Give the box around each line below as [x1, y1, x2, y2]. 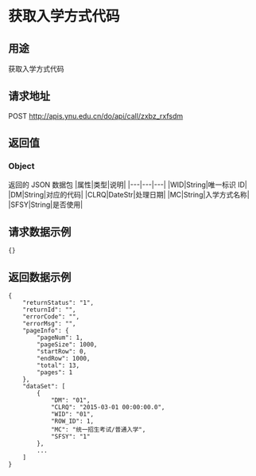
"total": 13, [37, 361, 80, 370]
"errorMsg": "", [22, 320, 77, 328]
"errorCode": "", [22, 313, 80, 321]
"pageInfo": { [22, 327, 69, 335]
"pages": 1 [37, 369, 73, 377]
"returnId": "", [22, 306, 77, 314]
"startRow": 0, [37, 348, 87, 356]
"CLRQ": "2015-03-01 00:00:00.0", [50, 404, 165, 412]
